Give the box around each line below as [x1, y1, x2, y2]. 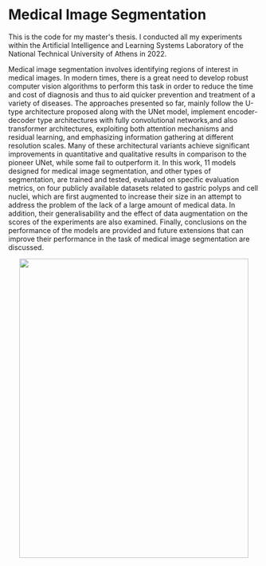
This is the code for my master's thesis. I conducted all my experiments [8, 32, 243, 42]
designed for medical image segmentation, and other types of [8, 166, 211, 176]
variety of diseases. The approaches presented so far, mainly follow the [8, 98, 244, 108]
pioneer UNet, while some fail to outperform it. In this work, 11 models [8, 157, 237, 167]
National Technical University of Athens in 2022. [8, 49, 167, 58]
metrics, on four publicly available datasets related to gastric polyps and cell [8, 183, 259, 192]
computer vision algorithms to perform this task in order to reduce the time [8, 81, 253, 91]
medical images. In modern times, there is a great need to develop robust [8, 73, 248, 82]
